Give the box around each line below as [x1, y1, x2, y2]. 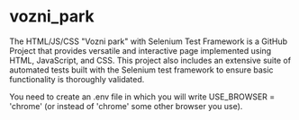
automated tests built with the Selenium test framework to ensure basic [9, 64, 274, 75]
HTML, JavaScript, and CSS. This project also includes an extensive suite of [9, 55, 291, 65]
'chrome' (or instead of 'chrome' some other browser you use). [9, 100, 243, 111]
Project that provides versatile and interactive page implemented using [9, 45, 272, 56]
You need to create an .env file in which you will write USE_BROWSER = [9, 91, 276, 102]
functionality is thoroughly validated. [9, 73, 145, 84]
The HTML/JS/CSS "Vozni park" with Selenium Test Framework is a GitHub [9, 36, 288, 47]
